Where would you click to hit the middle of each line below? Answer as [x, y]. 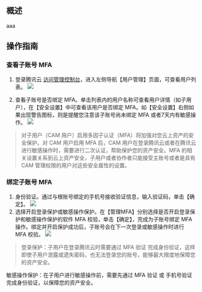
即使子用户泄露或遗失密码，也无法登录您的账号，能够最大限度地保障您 [108, 255]
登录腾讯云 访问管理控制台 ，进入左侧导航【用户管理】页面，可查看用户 [103, 79]
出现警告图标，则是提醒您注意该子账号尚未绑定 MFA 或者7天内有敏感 [106, 115]
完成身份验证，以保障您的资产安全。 [51, 282]
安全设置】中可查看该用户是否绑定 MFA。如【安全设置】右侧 [114, 107]
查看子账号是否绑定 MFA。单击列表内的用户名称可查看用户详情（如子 [101, 100]
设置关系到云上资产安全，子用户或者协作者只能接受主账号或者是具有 [111, 157]
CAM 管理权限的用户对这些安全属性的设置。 [75, 165]
